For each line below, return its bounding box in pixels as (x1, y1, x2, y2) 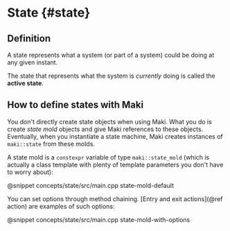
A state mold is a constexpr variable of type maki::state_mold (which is (7, 153, 210, 161)
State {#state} (7, 5, 91, 21)
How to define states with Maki (7, 99, 144, 111)
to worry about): (7, 168, 53, 176)
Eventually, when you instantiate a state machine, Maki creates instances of (7, 132, 223, 140)
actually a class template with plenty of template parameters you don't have (7, 160, 224, 169)
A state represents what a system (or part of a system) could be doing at (7, 51, 215, 59)
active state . (7, 79, 44, 87)
